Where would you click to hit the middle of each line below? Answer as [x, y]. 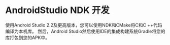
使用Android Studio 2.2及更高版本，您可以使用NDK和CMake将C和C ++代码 [84, 25]
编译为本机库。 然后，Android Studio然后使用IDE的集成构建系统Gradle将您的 [85, 31]
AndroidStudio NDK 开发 [58, 10]
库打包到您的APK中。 [28, 37]
